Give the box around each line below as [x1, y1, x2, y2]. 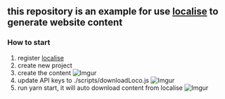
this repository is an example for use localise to [7, 6, 219, 18]
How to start [7, 38, 51, 48]
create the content [17, 68, 72, 77]
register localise [17, 53, 65, 62]
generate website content [7, 17, 123, 29]
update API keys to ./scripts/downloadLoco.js [17, 76, 150, 84]
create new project [17, 61, 72, 70]
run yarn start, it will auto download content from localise [17, 84, 183, 92]
